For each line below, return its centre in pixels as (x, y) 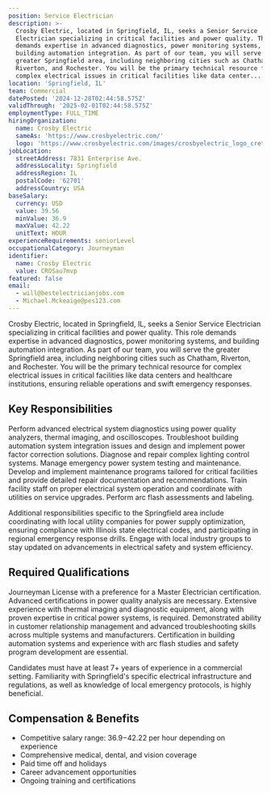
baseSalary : (28, 196)
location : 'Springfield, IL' (57, 83)
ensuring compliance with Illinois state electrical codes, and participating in (133, 530)
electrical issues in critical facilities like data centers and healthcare (120, 375)
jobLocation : (30, 151)
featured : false (35, 278)
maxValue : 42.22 (43, 226)
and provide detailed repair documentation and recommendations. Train (128, 480)
